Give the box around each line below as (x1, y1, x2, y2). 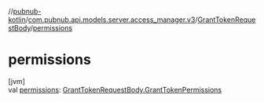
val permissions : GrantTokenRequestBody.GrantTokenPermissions (8, 85, 222, 94)
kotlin (8, 15, 26, 24)
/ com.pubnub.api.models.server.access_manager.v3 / (25, 15, 198, 24)
